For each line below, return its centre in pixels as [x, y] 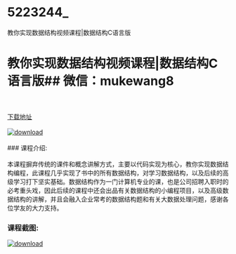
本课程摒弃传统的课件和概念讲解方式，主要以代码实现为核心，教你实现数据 [115, 164]
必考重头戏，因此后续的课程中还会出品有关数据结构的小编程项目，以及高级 [115, 190]
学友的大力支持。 [38, 208]
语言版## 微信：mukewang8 [91, 81]
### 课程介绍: [27, 147]
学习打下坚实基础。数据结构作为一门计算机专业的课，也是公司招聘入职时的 [121, 181]
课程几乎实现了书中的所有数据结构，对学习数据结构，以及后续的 [130, 173]
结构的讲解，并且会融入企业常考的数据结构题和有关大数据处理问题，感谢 [118, 199]
